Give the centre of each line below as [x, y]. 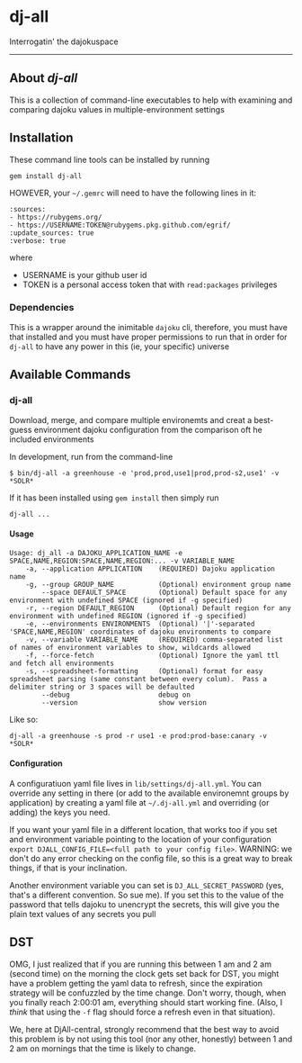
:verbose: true [38, 240]
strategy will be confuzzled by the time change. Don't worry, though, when [148, 993]
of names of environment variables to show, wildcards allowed [130, 647]
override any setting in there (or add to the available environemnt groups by [149, 793]
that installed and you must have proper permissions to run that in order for [148, 337]
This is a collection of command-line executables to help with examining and [151, 100]
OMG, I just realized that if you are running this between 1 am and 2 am [141, 964]
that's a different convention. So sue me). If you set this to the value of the [147, 895]
